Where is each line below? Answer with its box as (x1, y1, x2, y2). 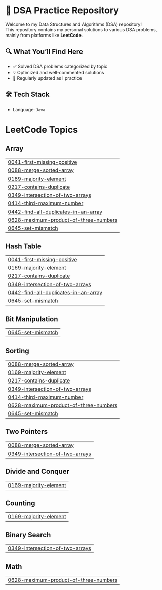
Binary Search (5, 530, 51, 539)
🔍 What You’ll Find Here (5, 48, 84, 56)
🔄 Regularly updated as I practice (12, 75, 82, 81)
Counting (5, 499, 35, 508)
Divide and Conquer (5, 467, 70, 476)
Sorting (5, 346, 29, 355)
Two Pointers (5, 427, 48, 436)
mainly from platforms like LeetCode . (5, 32, 83, 38)
